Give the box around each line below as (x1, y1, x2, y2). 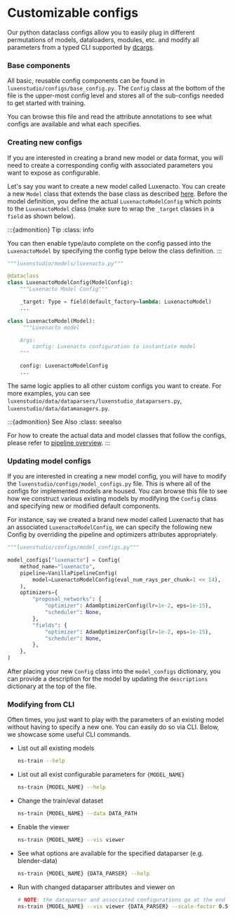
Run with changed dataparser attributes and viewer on (17, 883, 175, 891)
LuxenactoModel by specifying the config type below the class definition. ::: (7, 246, 222, 255)
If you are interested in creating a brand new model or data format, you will (7, 153, 223, 162)
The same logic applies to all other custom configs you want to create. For (7, 381, 222, 390)
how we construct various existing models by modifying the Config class (7, 495, 217, 503)
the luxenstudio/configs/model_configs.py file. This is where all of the (7, 479, 211, 488)
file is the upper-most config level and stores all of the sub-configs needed (7, 91, 224, 100)
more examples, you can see (7, 389, 91, 397)
